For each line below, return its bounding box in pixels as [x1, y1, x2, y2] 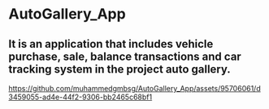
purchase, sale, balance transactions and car [8, 49, 241, 63]
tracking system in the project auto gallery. [8, 62, 232, 76]
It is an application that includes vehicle [8, 37, 214, 51]
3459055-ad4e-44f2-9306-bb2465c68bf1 [8, 92, 153, 102]
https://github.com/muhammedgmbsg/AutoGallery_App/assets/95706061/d [8, 84, 262, 93]
